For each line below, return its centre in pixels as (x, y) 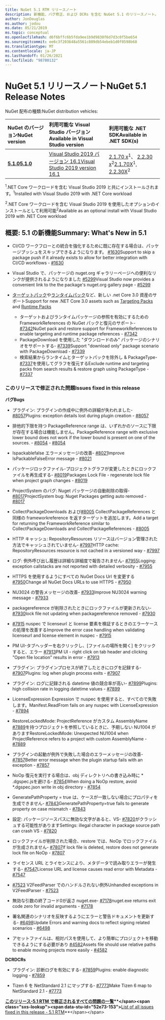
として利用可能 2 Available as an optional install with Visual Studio (92, 210)
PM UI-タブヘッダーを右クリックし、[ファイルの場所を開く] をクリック (84, 646)
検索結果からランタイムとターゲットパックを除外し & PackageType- (88, 357)
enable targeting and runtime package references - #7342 (78, 333)
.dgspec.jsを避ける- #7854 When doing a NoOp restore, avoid (74, 781)
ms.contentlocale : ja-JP (30, 51)
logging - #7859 (28, 975)
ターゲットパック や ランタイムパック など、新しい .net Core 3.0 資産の (82, 295)
